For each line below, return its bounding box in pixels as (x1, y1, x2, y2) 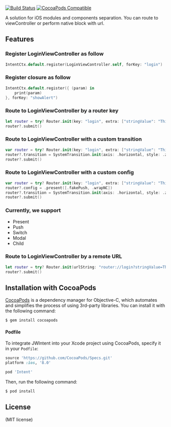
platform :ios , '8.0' (5, 361, 51, 366)
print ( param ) (14, 90, 42, 96)
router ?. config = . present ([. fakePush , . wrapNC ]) (5, 185, 113, 190)
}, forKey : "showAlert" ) (5, 95, 58, 100)
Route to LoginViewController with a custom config (5, 169, 134, 176)
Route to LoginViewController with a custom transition (5, 136, 142, 143)
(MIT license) (5, 416, 33, 422)
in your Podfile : (5, 346, 39, 352)
